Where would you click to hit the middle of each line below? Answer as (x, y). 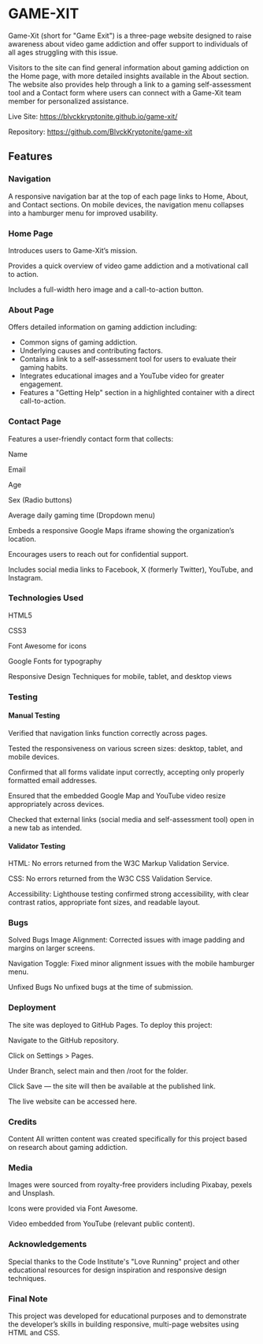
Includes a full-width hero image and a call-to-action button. (106, 289)
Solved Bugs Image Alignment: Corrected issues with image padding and (127, 940)
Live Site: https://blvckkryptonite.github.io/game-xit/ (93, 116)
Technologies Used (46, 598)
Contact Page (35, 421)
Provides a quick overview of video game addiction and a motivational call (128, 266)
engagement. (41, 384)
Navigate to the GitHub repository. (64, 1040)
